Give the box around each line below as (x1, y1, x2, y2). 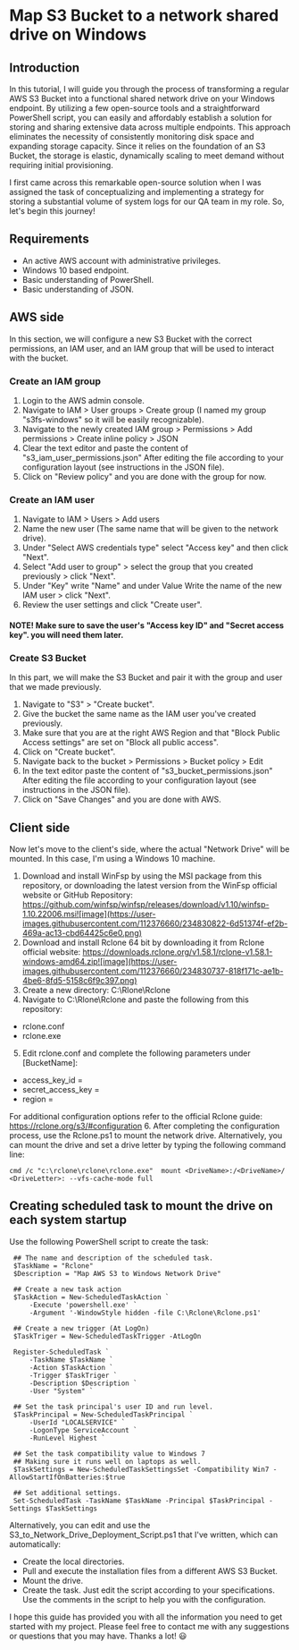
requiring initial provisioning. (9, 160, 113, 170)
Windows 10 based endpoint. (21, 265, 129, 276)
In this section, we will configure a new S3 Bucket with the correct (9, 333, 253, 344)
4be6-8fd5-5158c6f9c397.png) (21, 974, 137, 985)
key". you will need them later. (9, 629, 124, 640)
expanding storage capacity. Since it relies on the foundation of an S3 (9, 140, 266, 151)
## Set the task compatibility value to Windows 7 (12, 1449, 205, 1459)
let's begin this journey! (9, 206, 96, 216)
